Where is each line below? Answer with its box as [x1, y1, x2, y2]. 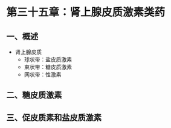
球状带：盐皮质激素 [24, 56, 73, 63]
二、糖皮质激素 [6, 90, 62, 100]
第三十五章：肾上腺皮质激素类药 [6, 5, 166, 19]
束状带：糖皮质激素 [24, 64, 73, 70]
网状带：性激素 [24, 71, 62, 78]
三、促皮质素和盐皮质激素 [6, 112, 102, 123]
